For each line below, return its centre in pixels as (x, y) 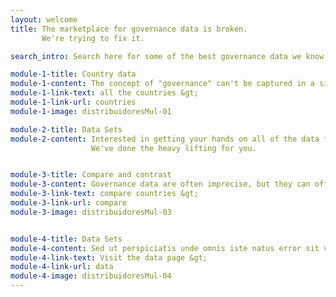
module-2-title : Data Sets (66, 129)
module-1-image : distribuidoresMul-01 (91, 111)
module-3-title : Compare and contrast (91, 175)
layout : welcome (44, 19)
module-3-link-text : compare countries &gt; (104, 194)
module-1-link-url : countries (73, 102)
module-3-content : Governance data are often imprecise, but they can (160, 184)
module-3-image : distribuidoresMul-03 (91, 212)
